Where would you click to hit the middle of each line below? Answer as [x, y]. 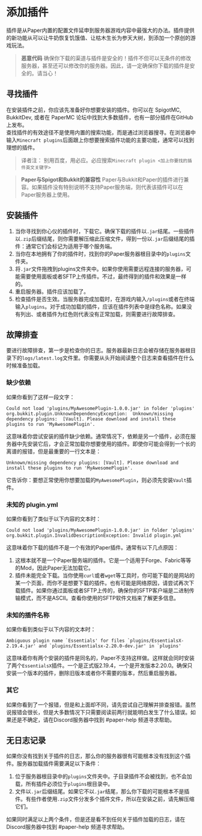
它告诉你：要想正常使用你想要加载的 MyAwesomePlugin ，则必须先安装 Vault [96, 480]
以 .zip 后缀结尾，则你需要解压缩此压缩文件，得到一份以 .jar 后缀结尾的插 [105, 238]
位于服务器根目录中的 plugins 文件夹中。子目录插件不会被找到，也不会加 [103, 776]
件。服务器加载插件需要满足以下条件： [54, 764]
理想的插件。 [22, 147]
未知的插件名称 [28, 615]
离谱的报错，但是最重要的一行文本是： [54, 451]
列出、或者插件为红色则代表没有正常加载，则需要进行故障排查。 [99, 314]
